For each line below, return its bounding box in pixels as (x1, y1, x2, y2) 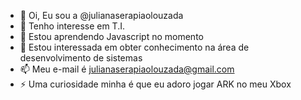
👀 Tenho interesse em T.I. (19, 20, 126, 32)
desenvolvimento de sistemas (19, 52, 143, 64)
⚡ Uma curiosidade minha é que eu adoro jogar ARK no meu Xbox (19, 78, 292, 90)
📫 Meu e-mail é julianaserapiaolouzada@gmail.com (19, 63, 235, 75)
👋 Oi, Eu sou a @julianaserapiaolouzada (19, 10, 184, 21)
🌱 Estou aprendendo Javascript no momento (19, 31, 204, 42)
